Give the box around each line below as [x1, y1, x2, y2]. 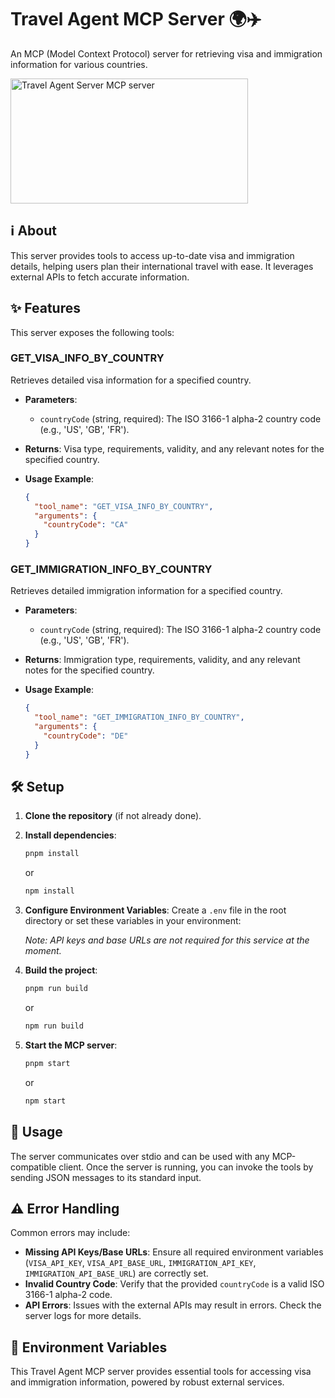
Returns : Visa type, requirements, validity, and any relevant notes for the [24, 442, 325, 455]
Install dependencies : [24, 829, 117, 841]
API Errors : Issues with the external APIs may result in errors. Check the [24, 1299, 322, 1311]
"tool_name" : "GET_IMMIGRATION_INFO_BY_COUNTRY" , [34, 712, 245, 723]
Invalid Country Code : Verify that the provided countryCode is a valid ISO [24, 1278, 325, 1290]
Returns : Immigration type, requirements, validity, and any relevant [24, 654, 301, 666]
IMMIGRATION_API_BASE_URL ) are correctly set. [24, 1267, 209, 1280]
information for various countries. [10, 58, 148, 70]
